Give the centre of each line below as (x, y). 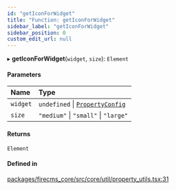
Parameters (24, 74)
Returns (19, 134)
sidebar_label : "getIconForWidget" (58, 26)
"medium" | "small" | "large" (84, 116)
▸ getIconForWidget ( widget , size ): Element (68, 59)
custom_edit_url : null (40, 39)
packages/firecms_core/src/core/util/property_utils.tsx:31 (88, 179)
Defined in (22, 164)
